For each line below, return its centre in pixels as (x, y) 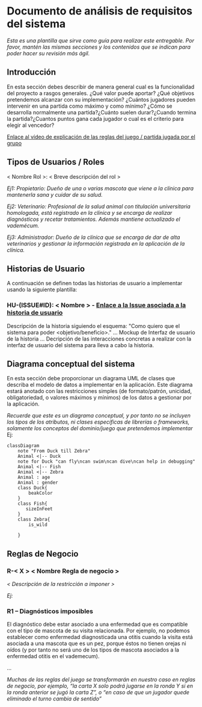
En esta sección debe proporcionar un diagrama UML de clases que (91, 378)
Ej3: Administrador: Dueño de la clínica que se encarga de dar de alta (93, 237)
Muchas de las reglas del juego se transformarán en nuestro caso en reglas (101, 680)
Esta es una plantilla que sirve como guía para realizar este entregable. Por (101, 40)
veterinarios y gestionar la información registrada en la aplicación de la (96, 243)
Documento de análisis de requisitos (100, 11)
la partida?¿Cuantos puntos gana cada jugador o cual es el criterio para (95, 119)
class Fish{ (32, 504)
